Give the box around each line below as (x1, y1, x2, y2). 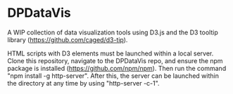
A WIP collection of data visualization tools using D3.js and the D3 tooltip (7, 28, 218, 36)
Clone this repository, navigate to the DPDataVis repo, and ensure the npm (7, 56, 223, 65)
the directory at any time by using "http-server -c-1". (7, 79, 160, 87)
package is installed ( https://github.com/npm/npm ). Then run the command (7, 64, 227, 72)
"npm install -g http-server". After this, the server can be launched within (7, 72, 220, 80)
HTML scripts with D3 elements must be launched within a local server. (7, 49, 214, 58)
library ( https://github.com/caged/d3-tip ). (7, 35, 128, 43)
